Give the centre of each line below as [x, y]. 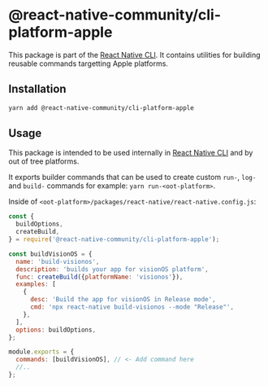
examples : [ [36, 284]
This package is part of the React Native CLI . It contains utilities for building [135, 55]
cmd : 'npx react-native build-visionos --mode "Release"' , [132, 307]
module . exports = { [41, 352]
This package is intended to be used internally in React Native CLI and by [131, 153]
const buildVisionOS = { [50, 254]
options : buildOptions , [56, 330]
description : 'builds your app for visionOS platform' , [112, 269]
